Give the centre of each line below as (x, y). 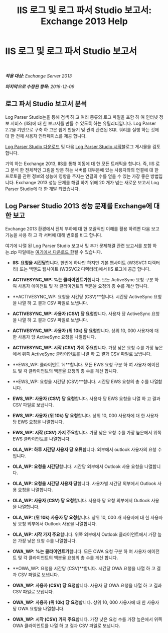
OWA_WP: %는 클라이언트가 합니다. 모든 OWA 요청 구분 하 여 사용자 (79, 551)
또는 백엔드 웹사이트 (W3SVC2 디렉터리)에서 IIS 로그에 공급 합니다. (85, 269)
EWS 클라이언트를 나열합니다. (42, 439)
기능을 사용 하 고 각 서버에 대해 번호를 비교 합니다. (54, 235)
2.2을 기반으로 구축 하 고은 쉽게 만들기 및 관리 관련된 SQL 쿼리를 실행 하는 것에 (82, 129)
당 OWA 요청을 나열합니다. (38, 608)
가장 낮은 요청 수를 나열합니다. (47, 540)
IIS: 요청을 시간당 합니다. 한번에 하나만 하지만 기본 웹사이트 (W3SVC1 (79, 263)
